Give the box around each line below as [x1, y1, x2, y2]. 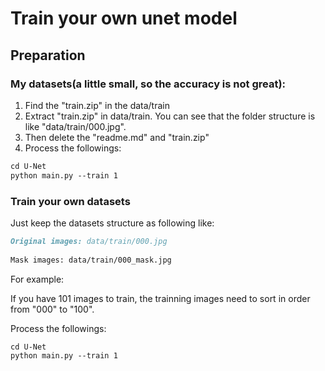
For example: [10, 273, 65, 285]
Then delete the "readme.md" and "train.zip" [24, 131, 210, 143]
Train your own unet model [10, 7, 238, 30]
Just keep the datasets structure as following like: [10, 217, 215, 229]
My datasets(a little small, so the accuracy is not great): [10, 77, 287, 91]
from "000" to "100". [10, 303, 95, 315]
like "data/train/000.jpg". [24, 120, 127, 132]
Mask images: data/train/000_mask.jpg [10, 255, 172, 265]
